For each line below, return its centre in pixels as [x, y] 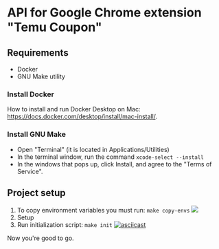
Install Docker [31, 94]
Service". [30, 171]
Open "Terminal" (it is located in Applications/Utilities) [93, 149]
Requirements [38, 53]
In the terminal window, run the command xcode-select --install [110, 157]
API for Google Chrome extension [104, 13]
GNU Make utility [41, 76]
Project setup [37, 193]
